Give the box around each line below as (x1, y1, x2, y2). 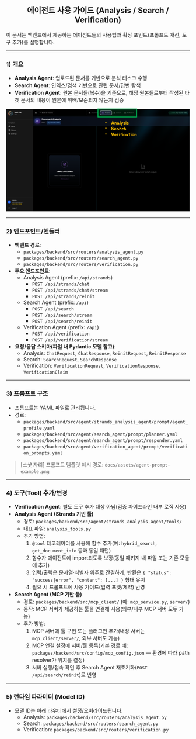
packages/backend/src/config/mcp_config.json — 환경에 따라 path (32, 650, 190, 657)
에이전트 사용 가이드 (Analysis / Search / (27, 5, 169, 16)
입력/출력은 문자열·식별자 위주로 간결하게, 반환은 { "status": (32, 569, 172, 576)
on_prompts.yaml (23, 450, 63, 456)
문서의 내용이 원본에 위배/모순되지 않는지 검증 (20, 96, 124, 103)
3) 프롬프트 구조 (6, 389, 48, 398)
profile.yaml (23, 425, 55, 431)
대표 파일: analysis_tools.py (23, 525, 92, 532)
